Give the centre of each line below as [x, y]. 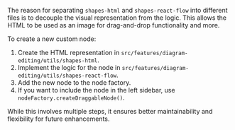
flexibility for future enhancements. [59, 119]
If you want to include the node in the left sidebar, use [96, 90]
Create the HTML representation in [69, 53]
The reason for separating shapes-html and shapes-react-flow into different [118, 10]
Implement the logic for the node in [69, 67]
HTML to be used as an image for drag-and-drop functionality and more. [114, 25]
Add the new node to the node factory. [74, 83]
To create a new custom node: [52, 39]
